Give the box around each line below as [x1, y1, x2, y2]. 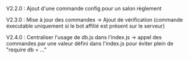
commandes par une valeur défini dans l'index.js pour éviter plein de [6, 40, 174, 47]
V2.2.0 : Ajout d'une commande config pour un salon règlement [6, 5, 162, 12]
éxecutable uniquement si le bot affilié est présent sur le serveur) [6, 23, 165, 29]
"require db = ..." [6, 46, 47, 53]
